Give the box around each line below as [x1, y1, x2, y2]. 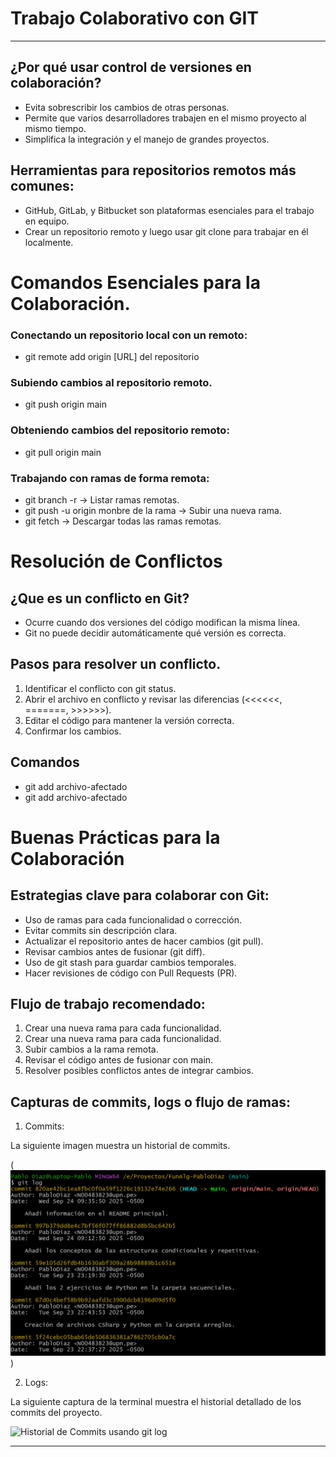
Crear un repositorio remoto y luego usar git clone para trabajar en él [24, 225, 309, 237]
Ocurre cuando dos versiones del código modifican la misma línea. [24, 616, 301, 628]
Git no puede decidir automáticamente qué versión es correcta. [24, 627, 287, 639]
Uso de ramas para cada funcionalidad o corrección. [24, 913, 243, 926]
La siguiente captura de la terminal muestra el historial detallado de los [10, 1396, 302, 1408]
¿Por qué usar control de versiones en [10, 59, 252, 76]
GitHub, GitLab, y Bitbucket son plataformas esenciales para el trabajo [24, 204, 315, 216]
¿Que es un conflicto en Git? [10, 590, 190, 607]
